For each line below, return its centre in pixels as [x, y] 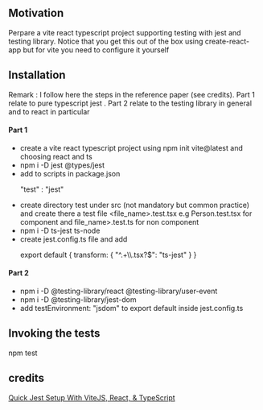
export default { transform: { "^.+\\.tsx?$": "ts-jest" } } [108, 255]
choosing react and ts [56, 156]
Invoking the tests [54, 333]
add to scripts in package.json [70, 173]
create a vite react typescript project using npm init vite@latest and [131, 147]
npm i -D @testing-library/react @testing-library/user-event [119, 291]
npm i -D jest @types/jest [62, 165]
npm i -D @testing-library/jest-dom [78, 300]
